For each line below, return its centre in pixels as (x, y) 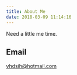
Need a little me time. (32, 33)
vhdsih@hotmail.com (32, 66)
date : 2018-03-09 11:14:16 (39, 17)
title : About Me (26, 11)
